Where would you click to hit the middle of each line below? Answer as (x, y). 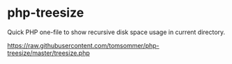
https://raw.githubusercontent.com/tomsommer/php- (83, 45)
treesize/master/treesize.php (49, 53)
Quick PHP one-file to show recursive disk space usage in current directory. (116, 32)
